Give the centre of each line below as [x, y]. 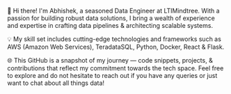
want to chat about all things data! [56, 83]
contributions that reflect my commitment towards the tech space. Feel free [115, 68]
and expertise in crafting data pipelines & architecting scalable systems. [110, 25]
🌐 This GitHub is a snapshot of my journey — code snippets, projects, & [110, 60]
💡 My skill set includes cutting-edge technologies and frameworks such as [114, 39]
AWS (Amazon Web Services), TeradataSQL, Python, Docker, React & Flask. [116, 47]
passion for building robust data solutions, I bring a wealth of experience [111, 18]
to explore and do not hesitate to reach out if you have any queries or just [112, 76]
